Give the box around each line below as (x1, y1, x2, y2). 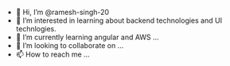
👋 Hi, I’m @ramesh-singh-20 (15, 8, 110, 16)
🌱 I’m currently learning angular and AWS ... (15, 32, 159, 42)
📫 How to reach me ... (15, 49, 90, 59)
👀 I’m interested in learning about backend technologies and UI (15, 16, 223, 25)
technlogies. (15, 24, 57, 33)
